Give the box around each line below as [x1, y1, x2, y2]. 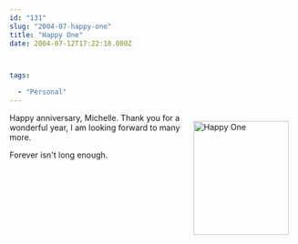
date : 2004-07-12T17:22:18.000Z [9, 38, 132, 48]
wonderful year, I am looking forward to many [9, 122, 180, 133]
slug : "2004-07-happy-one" [9, 22, 112, 31]
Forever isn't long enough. [9, 149, 108, 160]
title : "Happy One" [9, 30, 84, 39]
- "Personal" [17, 87, 67, 97]
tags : [9, 71, 30, 80]
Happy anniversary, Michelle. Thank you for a [9, 113, 180, 123]
